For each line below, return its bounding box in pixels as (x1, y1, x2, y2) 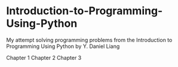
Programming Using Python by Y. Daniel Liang (6, 43, 120, 50)
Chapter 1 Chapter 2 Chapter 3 (6, 54, 82, 61)
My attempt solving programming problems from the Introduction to (6, 36, 173, 43)
